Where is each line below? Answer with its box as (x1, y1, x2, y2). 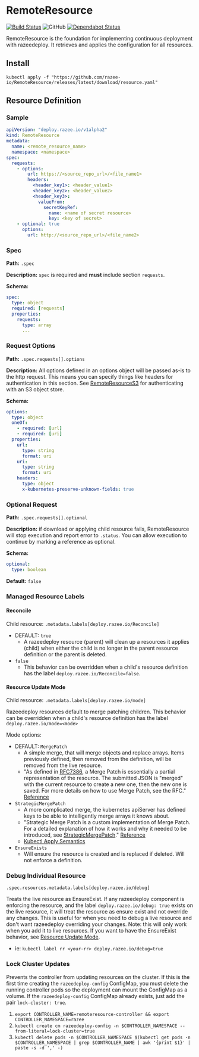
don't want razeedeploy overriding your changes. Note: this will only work (6, 921, 187, 928)
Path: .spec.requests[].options (6, 355, 85, 362)
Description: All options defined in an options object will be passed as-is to (6, 367, 191, 374)
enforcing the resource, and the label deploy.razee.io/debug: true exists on (6, 902, 194, 909)
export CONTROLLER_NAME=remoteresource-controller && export (14, 1011, 170, 1017)
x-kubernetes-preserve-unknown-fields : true (21, 486, 134, 492)
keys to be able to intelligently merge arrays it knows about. (23, 812, 170, 819)
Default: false (6, 577, 42, 584)
